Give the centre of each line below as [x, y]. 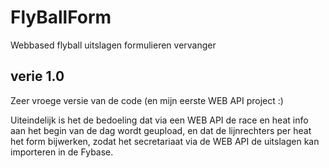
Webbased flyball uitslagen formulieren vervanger [113, 45]
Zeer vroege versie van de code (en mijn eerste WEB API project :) [147, 100]
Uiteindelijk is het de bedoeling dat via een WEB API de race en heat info [159, 120]
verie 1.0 [37, 76]
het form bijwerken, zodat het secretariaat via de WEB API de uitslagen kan [165, 141]
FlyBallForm [61, 17]
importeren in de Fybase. [62, 152]
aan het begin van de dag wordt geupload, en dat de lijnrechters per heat [161, 130]
